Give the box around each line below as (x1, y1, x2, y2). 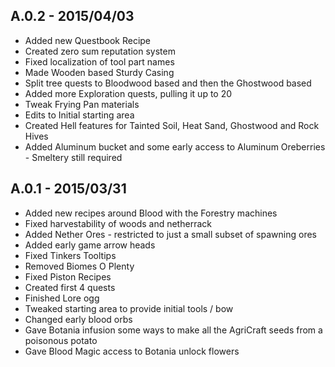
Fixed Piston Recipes (24, 270, 112, 283)
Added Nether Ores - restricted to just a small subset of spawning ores (24, 228, 317, 240)
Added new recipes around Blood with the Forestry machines (24, 207, 278, 219)
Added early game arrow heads (24, 239, 156, 251)
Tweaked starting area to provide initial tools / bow (24, 302, 234, 314)
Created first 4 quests (24, 281, 116, 293)
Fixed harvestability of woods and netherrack (24, 217, 212, 229)
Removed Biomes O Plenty (24, 260, 135, 272)
